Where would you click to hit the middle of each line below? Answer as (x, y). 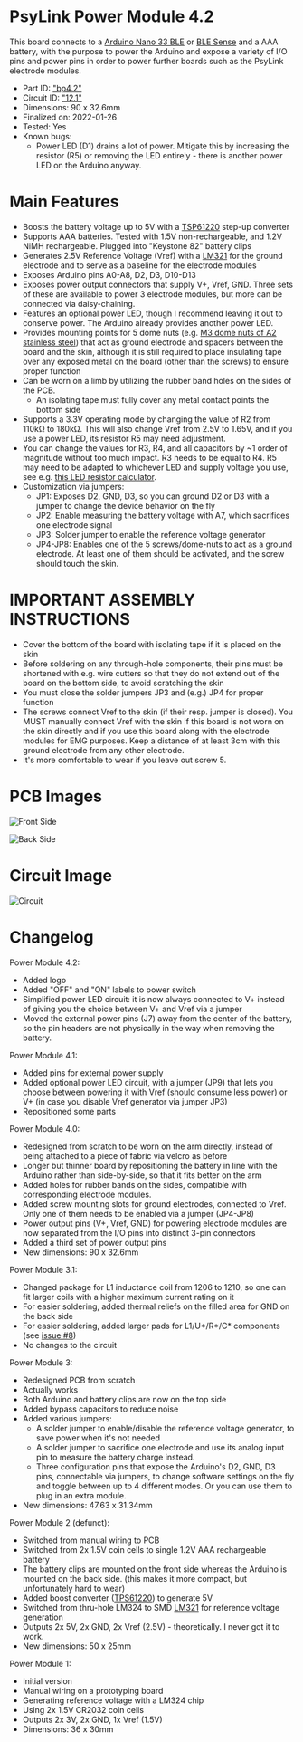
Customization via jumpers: (73, 486)
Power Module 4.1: (44, 1055)
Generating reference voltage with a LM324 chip (113, 1700)
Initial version (47, 1680)
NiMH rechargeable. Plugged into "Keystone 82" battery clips (137, 245)
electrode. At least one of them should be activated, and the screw (160, 553)
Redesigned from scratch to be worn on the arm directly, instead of (147, 1146)
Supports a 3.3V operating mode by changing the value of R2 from (147, 419)
